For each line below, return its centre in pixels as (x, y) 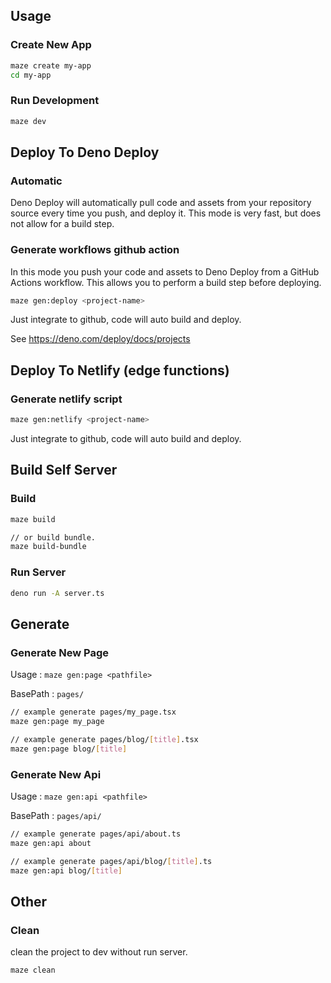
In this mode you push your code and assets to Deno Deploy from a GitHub (165, 271)
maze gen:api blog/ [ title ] (66, 870)
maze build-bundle (48, 547)
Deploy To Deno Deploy (85, 152)
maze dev (28, 121)
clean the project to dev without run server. (99, 952)
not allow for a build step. (62, 224)
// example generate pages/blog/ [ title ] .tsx (104, 739)
